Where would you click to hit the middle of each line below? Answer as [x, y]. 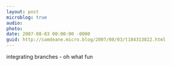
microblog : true [27, 17]
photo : [14, 28]
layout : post [23, 12]
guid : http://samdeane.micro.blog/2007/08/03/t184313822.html [86, 40]
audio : [14, 23]
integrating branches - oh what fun [50, 57]
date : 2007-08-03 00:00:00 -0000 [48, 34]
